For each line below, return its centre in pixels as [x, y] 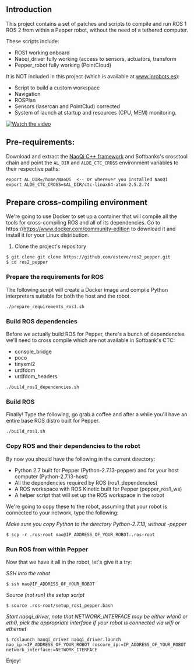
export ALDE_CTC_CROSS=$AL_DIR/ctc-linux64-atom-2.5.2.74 [78, 184]
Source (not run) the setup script [45, 595]
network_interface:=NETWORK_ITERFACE [52, 650]
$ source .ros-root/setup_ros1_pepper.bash [60, 605]
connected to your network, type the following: [62, 512]
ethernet [16, 628]
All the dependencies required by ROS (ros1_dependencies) [86, 482]
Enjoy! [14, 661]
